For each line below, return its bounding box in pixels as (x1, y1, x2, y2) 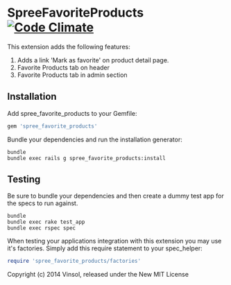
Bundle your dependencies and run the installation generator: (7, 135, 182, 144)
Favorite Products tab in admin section (17, 71, 128, 79)
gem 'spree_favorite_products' (7, 123, 98, 130)
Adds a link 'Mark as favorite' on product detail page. (17, 55, 169, 64)
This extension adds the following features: (7, 42, 130, 51)
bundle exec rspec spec (7, 225, 76, 232)
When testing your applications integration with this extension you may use (7, 237, 222, 245)
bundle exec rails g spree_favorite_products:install (7, 155, 166, 162)
